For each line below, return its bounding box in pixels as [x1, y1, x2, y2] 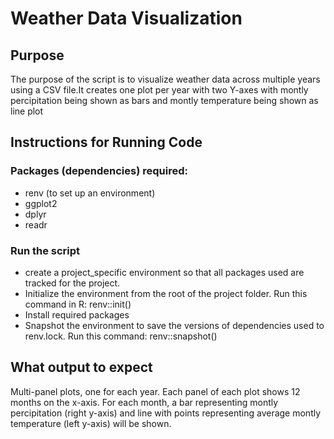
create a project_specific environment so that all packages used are [24, 266, 305, 278]
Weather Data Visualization [10, 7, 243, 30]
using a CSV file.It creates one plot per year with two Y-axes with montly [10, 84, 309, 96]
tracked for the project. [24, 277, 121, 289]
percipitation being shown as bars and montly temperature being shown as [10, 95, 319, 106]
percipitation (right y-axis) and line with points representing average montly [10, 407, 322, 419]
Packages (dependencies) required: [10, 164, 188, 178]
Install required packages [24, 308, 130, 321]
